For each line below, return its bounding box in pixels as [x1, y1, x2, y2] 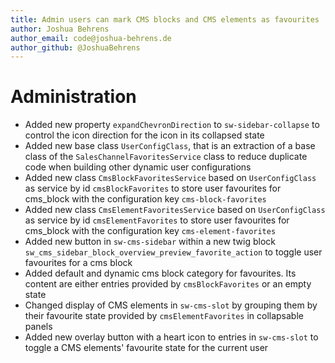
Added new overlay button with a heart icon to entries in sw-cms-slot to [24, 331, 319, 343]
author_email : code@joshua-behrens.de [10, 33, 172, 43]
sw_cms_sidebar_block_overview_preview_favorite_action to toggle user [24, 246, 323, 258]
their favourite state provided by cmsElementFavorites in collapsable [24, 310, 304, 322]
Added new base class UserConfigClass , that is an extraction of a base [24, 140, 316, 152]
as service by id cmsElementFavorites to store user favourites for [24, 214, 290, 226]
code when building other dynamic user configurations [24, 161, 252, 173]
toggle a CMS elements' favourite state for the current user [24, 342, 269, 354]
